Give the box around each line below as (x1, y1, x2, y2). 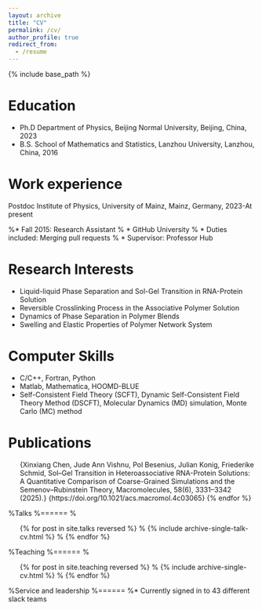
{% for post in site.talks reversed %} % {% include (19, 523, 183, 533)
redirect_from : (8, 41, 58, 49)
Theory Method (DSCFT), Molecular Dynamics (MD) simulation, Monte (19, 398, 247, 408)
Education (8, 97, 76, 114)
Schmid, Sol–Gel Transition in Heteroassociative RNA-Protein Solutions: (19, 468, 251, 477)
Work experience (8, 176, 123, 193)
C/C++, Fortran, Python (19, 373, 96, 383)
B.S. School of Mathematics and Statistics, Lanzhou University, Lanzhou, (19, 139, 255, 149)
